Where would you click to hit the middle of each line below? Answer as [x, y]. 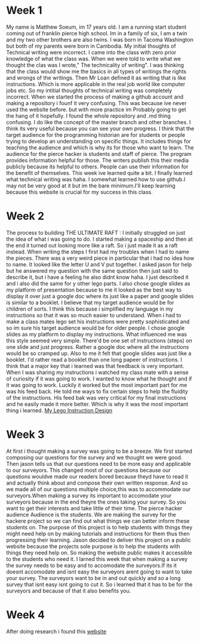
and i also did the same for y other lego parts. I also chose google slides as [98, 283]
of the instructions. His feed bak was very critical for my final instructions [96, 397]
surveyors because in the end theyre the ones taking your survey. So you [96, 502]
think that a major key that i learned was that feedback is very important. [95, 366]
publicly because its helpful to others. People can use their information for [97, 166]
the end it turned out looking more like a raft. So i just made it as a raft [92, 245]
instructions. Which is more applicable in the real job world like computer [96, 84]
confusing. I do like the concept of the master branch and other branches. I [99, 122]
